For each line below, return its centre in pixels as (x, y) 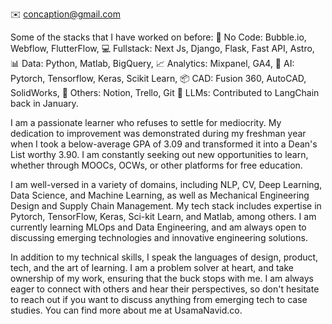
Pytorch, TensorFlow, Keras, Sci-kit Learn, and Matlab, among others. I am (163, 216)
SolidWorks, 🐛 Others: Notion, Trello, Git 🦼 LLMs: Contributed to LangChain (165, 92)
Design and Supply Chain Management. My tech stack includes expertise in (166, 206)
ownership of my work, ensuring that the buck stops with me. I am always (162, 278)
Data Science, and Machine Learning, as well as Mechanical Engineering (160, 195)
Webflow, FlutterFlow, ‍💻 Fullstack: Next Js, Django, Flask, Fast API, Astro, (162, 48)
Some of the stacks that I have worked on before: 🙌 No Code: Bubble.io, (158, 37)
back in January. (44, 103)
